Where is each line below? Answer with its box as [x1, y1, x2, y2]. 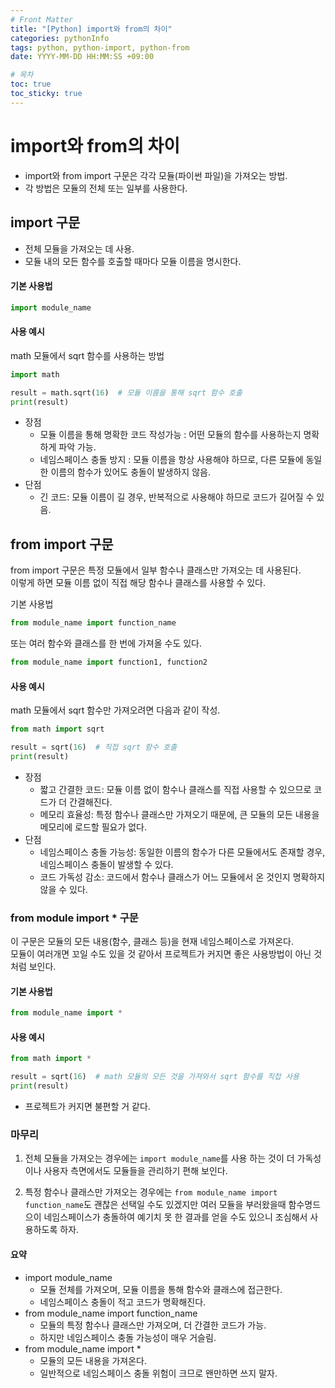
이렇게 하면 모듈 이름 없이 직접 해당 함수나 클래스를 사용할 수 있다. [10, 577, 266, 589]
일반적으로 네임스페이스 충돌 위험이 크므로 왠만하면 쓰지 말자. [39, 1367, 278, 1379]
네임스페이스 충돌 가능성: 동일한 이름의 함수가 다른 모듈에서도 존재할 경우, [39, 846, 326, 858]
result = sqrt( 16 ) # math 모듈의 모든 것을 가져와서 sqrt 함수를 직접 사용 [10, 1072, 300, 1082]
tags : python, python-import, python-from [10, 42, 190, 53]
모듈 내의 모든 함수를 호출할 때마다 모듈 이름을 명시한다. [24, 255, 242, 267]
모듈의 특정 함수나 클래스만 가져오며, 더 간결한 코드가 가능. [39, 1319, 267, 1331]
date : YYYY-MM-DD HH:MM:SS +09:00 [10, 52, 155, 62]
